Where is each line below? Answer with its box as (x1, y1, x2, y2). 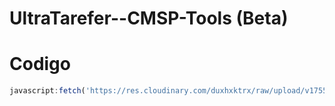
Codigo (9, 53, 71, 76)
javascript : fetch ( (9, 86, 86, 96)
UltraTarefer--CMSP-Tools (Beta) (9, 7, 289, 30)
